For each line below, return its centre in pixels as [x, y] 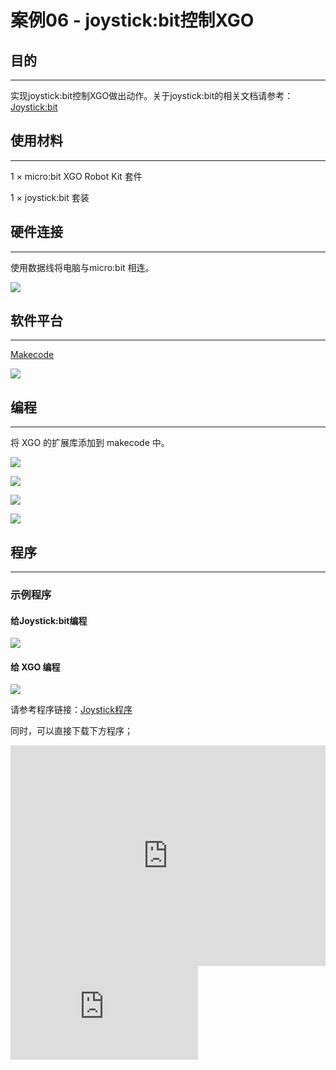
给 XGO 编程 [35, 667]
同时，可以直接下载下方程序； [71, 731]
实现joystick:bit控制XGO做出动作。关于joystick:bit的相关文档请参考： [152, 95]
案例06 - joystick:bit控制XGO [132, 20]
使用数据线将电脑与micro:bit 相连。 [82, 267]
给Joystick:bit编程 [49, 620]
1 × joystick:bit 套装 [50, 197]
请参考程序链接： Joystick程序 [71, 710]
